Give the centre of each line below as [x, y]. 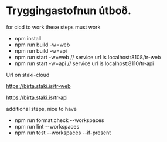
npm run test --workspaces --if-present [63, 133]
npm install [28, 38]
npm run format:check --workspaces [59, 120]
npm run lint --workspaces [47, 126]
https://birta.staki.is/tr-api [37, 97]
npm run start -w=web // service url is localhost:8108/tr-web [88, 57]
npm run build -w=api [41, 50]
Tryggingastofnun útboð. [69, 11]
